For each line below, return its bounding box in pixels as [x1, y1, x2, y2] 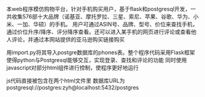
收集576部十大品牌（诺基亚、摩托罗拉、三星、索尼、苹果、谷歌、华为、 [11, 13, 193, 20]
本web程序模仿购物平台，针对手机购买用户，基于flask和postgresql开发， [6, 5, 191, 12]
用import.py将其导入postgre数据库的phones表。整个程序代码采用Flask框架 [6, 49, 195, 56]
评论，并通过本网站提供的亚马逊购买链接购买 [11, 36, 125, 43]
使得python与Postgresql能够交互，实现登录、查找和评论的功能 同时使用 [6, 57, 187, 63]
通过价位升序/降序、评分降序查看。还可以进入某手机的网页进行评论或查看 [6, 28, 191, 35]
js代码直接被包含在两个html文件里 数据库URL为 [6, 77, 125, 84]
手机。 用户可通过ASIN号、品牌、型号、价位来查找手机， [54, 21, 198, 27]
